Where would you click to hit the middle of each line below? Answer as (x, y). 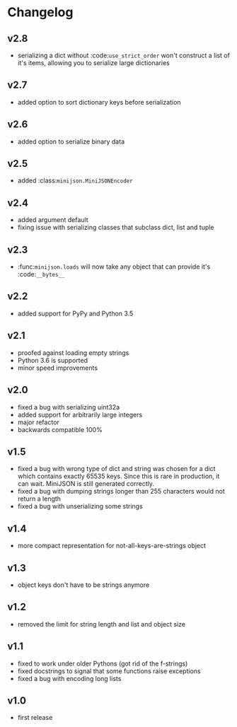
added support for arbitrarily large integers (80, 414)
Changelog (40, 12)
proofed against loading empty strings (73, 353)
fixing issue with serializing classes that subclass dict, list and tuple (116, 228)
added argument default (53, 220)
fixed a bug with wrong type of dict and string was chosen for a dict (116, 469)
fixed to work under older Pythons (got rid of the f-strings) (103, 663)
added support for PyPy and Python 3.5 (75, 313)
